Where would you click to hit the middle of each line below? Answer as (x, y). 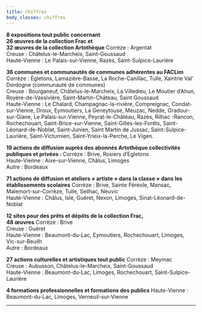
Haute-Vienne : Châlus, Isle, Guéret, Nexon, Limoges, (72, 198)
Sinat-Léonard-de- (162, 198)
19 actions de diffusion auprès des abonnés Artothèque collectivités (93, 148)
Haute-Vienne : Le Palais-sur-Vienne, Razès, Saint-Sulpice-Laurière (90, 60)
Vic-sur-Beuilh (24, 241)
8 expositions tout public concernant (53, 34)
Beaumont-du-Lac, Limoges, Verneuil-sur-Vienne (67, 296)
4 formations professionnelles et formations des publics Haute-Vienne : (97, 290)
